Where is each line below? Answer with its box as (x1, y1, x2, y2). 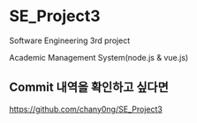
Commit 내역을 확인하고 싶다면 (9, 80, 170, 95)
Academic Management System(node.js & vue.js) (9, 52, 189, 62)
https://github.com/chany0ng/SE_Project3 (9, 104, 163, 114)
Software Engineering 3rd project (9, 35, 131, 46)
